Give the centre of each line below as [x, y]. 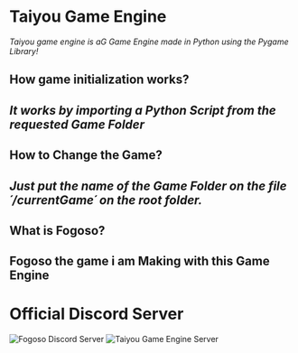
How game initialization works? [99, 80]
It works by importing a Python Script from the [143, 110]
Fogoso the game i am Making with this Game [140, 261]
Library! [24, 51]
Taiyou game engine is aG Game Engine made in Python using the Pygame [149, 42]
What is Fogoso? [57, 231]
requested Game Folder [77, 124]
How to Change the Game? [86, 155]
